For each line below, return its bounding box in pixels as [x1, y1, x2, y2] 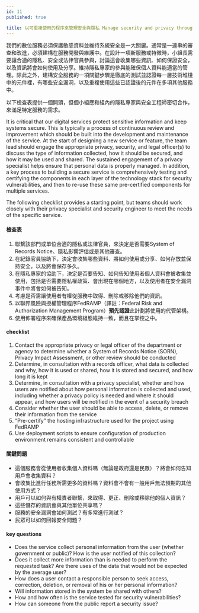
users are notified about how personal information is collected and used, [14, 385, 192, 392]
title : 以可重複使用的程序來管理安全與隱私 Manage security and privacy [6, 25, 174, 31]
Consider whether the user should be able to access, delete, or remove [14, 404, 188, 411]
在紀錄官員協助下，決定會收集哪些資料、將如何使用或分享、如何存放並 [14, 255, 187, 262]
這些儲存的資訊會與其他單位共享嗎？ [14, 502, 104, 509]
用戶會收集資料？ [14, 472, 57, 479]
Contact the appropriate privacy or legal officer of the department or [14, 341, 182, 349]
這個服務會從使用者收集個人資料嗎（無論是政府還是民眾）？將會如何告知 [14, 464, 191, 471]
